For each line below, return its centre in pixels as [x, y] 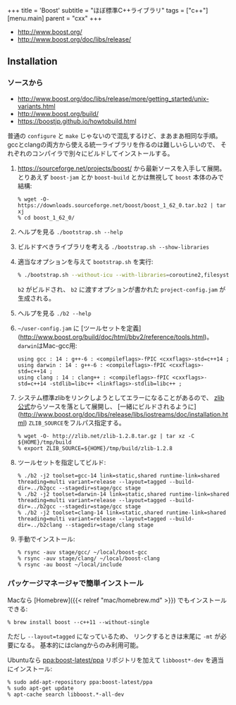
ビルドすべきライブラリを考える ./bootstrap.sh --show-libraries [113, 247]
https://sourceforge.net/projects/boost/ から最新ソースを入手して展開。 [122, 168]
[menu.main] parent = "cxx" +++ [55, 18]
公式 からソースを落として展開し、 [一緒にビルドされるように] [107, 406]
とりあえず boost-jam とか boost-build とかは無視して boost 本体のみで [120, 177]
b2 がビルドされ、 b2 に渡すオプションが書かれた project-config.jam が [122, 289]
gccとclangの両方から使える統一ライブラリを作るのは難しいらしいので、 [113, 144]
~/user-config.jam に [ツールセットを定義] [79, 328]
